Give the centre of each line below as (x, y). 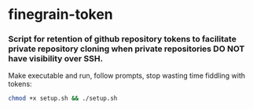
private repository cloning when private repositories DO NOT (126, 49)
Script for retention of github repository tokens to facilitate (123, 39)
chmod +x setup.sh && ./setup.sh (63, 99)
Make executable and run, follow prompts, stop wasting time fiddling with (127, 75)
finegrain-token (61, 15)
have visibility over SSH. (56, 59)
